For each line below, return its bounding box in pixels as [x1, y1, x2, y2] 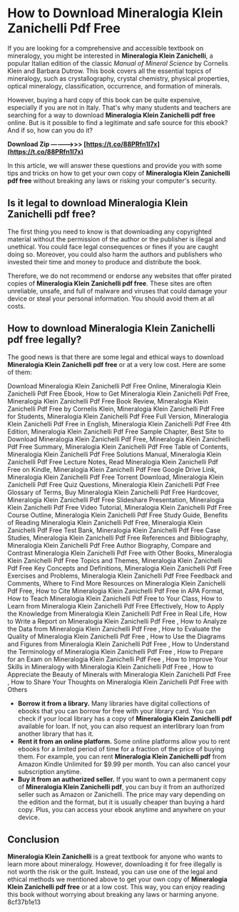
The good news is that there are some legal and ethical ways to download [7, 352, 225, 361]
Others [7, 685, 28, 693]
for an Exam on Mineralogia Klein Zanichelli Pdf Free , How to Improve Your [7, 655, 228, 663]
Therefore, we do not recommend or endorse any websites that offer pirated [7, 271, 232, 280]
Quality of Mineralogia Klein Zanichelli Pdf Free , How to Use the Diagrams [7, 632, 226, 641]
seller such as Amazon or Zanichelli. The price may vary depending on [17, 790, 225, 798]
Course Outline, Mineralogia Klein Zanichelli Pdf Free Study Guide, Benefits [7, 511, 228, 519]
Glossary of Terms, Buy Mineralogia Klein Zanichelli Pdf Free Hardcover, [7, 488, 220, 496]
